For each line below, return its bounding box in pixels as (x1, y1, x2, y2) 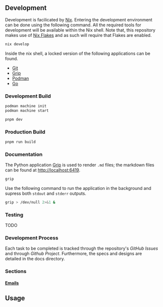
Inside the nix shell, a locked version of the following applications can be (5, 51, 151, 56)
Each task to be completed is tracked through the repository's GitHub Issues (5, 245, 158, 252)
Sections (5, 268, 27, 275)
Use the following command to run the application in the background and (5, 185, 152, 191)
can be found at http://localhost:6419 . (5, 167, 80, 173)
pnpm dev (5, 117, 23, 122)
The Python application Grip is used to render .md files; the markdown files (5, 162, 155, 168)
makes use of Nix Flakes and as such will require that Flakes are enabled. (5, 32, 152, 38)
